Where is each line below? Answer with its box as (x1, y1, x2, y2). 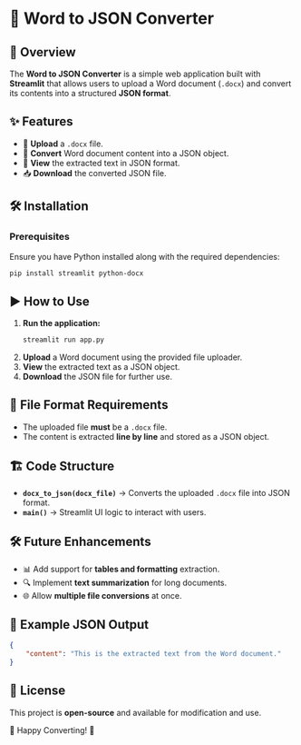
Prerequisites (9, 231, 70, 243)
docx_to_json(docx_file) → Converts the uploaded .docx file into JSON (22, 487, 290, 498)
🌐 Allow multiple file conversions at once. (22, 590, 182, 601)
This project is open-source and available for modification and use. (9, 707, 262, 718)
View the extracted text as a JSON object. (22, 362, 180, 372)
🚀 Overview (9, 45, 76, 60)
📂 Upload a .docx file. (22, 138, 104, 149)
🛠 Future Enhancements (9, 534, 151, 550)
